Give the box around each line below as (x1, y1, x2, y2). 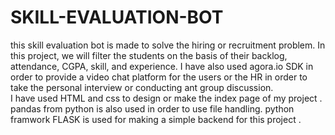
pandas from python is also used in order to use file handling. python (10, 102, 295, 115)
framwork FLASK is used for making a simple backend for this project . (10, 113, 302, 125)
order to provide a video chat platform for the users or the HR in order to (10, 71, 308, 83)
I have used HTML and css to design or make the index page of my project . (10, 92, 323, 104)
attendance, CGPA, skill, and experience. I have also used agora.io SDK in (10, 60, 314, 72)
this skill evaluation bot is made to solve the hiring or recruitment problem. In (10, 39, 326, 51)
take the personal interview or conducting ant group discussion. (10, 81, 274, 93)
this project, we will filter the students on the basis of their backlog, (10, 49, 288, 61)
